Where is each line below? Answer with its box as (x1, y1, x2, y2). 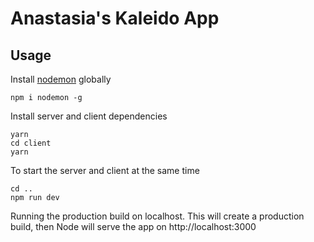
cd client (10, 138, 52, 148)
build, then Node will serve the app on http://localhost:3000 (10, 221, 257, 232)
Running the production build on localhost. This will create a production (10, 210, 305, 222)
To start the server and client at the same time (10, 165, 200, 176)
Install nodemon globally (10, 73, 112, 85)
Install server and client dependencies (10, 110, 168, 122)
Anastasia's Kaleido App (10, 7, 220, 30)
